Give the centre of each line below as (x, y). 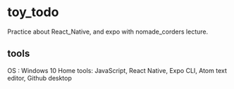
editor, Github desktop (40, 78)
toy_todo (33, 12)
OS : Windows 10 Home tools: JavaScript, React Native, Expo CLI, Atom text (117, 70)
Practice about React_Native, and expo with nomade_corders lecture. (108, 32)
